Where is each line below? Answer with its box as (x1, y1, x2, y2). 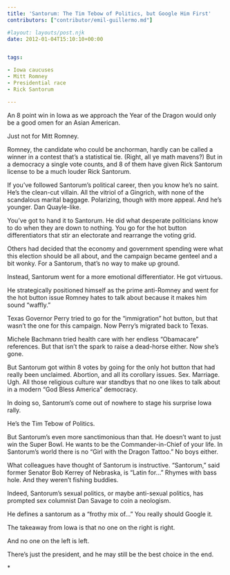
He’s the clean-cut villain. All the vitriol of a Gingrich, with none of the (7, 188, 204, 196)
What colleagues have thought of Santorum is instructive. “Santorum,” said (7, 461, 220, 469)
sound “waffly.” (7, 301, 51, 309)
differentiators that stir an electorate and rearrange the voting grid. (7, 231, 197, 239)
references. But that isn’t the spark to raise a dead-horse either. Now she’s (7, 342, 219, 351)
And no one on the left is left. (7, 536, 90, 545)
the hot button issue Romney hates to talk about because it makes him (7, 293, 207, 301)
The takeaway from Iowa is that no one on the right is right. (7, 523, 175, 531)
